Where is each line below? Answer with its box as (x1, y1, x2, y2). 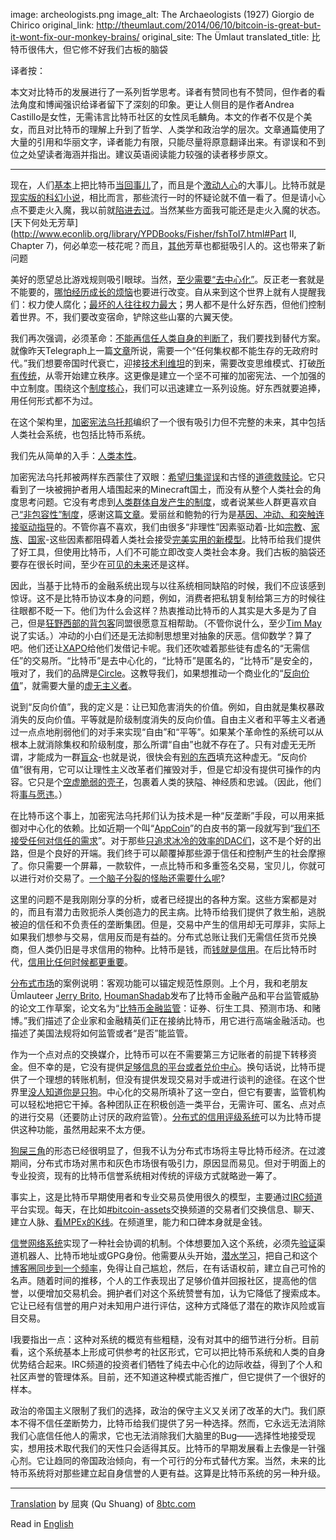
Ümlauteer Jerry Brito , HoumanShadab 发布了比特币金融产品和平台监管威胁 (10, 990, 320, 1001)
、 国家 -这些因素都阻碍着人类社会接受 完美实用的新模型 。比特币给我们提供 (19, 534, 322, 545)
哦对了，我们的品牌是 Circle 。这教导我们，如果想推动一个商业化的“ (10, 667, 284, 679)
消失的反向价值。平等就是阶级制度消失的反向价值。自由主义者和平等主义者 (10, 714, 317, 725)
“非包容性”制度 (19, 509, 80, 520)
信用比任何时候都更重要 (28, 956, 125, 968)
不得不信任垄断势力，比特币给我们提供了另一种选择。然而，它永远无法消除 (18, 1417, 326, 1429)
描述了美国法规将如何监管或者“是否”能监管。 (10, 1027, 194, 1039)
